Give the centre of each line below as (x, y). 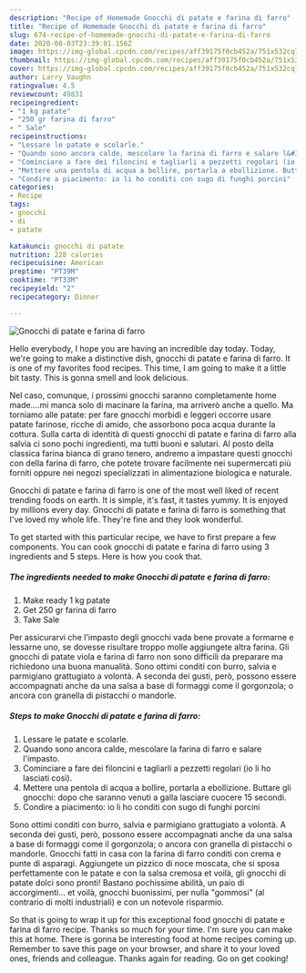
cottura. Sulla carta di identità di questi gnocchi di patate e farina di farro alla (153, 434)
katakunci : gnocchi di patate (67, 246)
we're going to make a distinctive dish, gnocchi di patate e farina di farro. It (150, 358)
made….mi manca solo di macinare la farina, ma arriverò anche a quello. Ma (152, 405)
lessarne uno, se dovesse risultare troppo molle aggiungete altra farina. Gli (149, 647)
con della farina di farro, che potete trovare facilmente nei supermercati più (150, 463)
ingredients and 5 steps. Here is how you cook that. (106, 556)
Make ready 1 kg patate (66, 600)
